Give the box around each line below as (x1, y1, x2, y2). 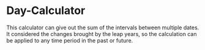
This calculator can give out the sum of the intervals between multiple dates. (6, 24, 199, 31)
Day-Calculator (6, 4, 86, 18)
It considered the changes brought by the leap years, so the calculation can (6, 30, 197, 37)
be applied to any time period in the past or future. (6, 37, 133, 44)
